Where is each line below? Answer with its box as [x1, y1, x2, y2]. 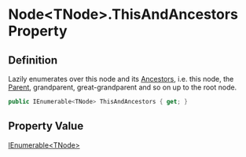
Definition [8, 53, 57, 67]
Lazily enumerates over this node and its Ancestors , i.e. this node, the [8, 75, 234, 83]
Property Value [8, 119, 84, 133]
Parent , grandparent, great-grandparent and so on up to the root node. [8, 82, 237, 92]
